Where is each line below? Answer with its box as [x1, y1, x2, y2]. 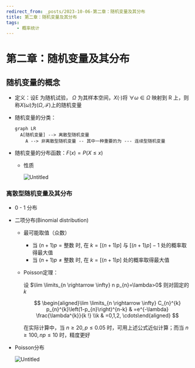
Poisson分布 [14, 344, 45, 351]
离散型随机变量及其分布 [6, 190, 72, 198]
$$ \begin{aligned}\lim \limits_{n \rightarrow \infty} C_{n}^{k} [33, 299, 181, 306]
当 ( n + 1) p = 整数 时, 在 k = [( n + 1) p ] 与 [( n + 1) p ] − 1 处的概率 [32, 241, 182, 248]
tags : [6, 19, 19, 25]
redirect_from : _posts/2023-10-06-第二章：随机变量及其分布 [6, 8, 146, 15]
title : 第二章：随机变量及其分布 [6, 14, 78, 20]
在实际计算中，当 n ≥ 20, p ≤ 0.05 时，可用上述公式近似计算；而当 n [23, 324, 189, 331]
